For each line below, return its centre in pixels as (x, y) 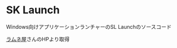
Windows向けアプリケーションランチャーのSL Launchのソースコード (89, 27)
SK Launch (33, 10)
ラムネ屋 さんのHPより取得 (38, 39)
